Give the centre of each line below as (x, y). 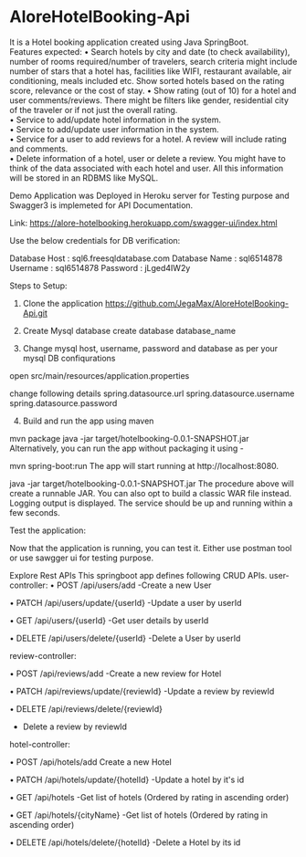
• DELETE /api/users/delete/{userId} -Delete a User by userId (125, 638)
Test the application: (48, 530)
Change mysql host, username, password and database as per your (150, 348)
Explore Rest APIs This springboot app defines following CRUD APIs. (138, 575)
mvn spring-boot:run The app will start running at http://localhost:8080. (144, 465)
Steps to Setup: (38, 286)
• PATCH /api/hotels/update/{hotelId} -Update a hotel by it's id (127, 779)
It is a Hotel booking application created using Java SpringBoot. (129, 42)
